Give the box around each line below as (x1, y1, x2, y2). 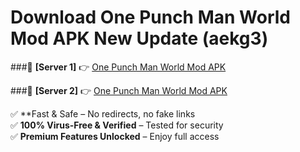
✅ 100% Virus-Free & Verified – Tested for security (10, 119, 224, 131)
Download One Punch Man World (10, 6, 291, 29)
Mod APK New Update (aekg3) (10, 27, 269, 50)
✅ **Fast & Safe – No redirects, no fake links (10, 107, 196, 120)
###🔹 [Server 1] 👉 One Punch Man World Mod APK (10, 61, 227, 73)
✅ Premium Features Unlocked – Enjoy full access (10, 130, 220, 142)
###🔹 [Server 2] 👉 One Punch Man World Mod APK (10, 84, 228, 96)
